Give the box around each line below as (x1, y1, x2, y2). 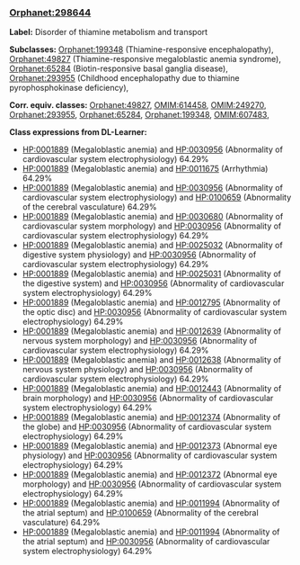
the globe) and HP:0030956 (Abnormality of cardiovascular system (22, 421, 272, 433)
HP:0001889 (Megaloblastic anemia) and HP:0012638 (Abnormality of (22, 354, 281, 365)
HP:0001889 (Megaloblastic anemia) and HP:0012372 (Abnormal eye (22, 470, 278, 480)
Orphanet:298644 (9, 6, 92, 19)
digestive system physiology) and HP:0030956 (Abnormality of (22, 249, 257, 260)
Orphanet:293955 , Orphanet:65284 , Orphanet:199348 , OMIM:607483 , (9, 110, 269, 121)
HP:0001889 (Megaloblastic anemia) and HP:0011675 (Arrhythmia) (22, 164, 269, 175)
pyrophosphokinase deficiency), (9, 83, 129, 94)
